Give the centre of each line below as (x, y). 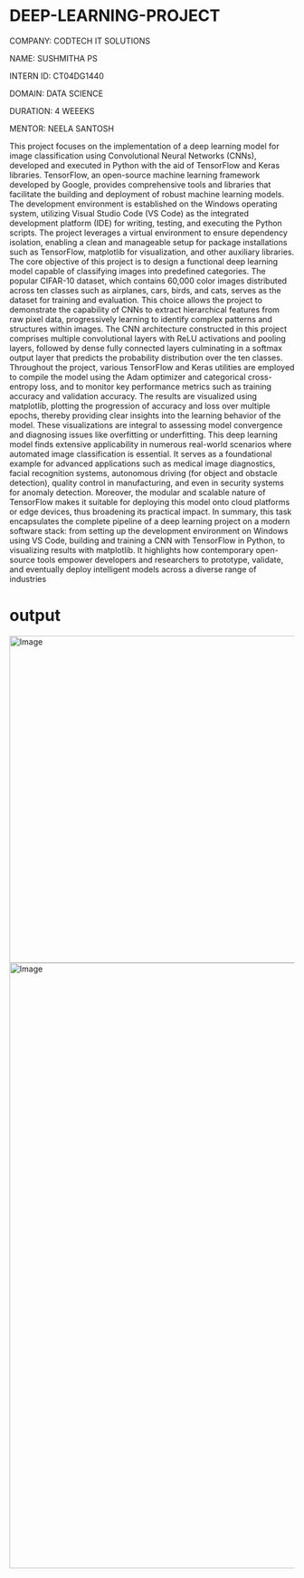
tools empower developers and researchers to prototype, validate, (161, 559)
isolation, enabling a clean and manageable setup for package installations (148, 242)
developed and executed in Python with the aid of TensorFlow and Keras (145, 165)
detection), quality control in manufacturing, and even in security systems (147, 483)
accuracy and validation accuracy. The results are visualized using (133, 396)
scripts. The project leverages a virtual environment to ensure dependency (148, 233)
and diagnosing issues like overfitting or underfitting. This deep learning (144, 435)
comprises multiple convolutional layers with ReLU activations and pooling (148, 338)
